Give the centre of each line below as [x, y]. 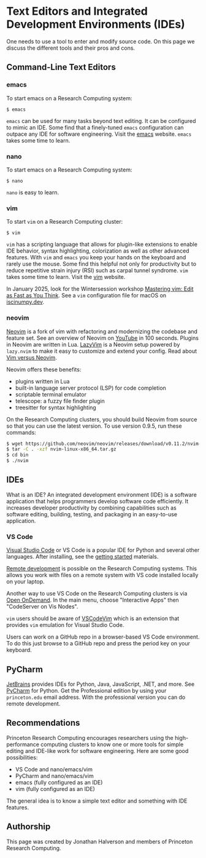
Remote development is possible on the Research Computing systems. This [102, 569]
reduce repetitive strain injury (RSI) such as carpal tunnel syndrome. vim [97, 270]
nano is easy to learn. [33, 192]
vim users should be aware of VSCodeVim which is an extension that [93, 618]
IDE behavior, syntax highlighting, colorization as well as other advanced [98, 251]
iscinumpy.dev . [25, 302]
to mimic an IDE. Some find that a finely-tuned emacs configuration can [95, 127]
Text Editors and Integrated [77, 11]
